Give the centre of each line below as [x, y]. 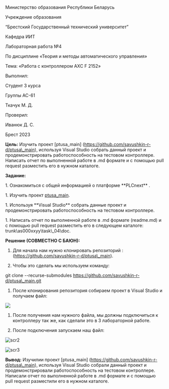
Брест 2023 [18, 134]
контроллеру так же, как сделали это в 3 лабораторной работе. [81, 321]
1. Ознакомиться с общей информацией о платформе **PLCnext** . [78, 185]
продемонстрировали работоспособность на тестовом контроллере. [80, 370]
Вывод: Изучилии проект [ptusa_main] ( [48, 360]
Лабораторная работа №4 [34, 46]
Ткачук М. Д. [19, 105]
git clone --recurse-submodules [39, 275]
